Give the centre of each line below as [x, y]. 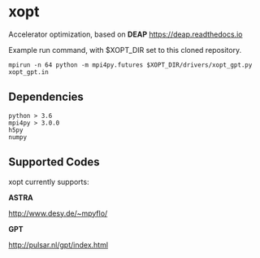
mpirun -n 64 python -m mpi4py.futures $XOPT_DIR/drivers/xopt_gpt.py [130, 65]
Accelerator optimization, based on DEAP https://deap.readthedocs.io [126, 34]
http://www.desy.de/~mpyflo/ [58, 213]
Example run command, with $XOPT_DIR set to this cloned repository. [125, 50]
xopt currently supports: [49, 181]
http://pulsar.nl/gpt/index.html [58, 245]
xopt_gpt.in [28, 72]
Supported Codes [54, 162]
